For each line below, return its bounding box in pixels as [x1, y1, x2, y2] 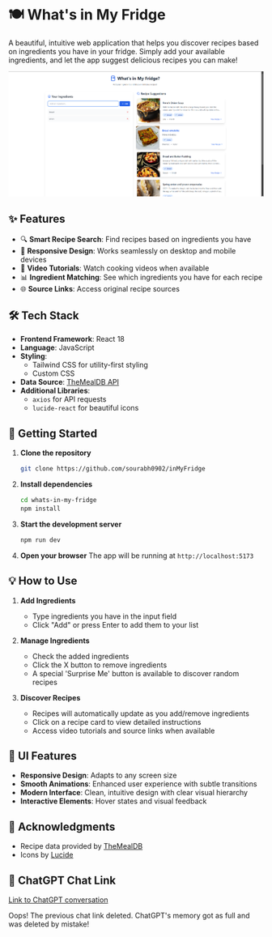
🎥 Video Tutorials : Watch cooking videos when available [19, 263, 210, 273]
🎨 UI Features [8, 749, 77, 763]
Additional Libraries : [19, 385, 91, 396]
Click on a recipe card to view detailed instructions [32, 717, 202, 726]
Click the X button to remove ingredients [32, 660, 168, 670]
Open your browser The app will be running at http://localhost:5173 [19, 551, 254, 560]
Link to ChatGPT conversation [8, 895, 108, 905]
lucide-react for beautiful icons [32, 403, 139, 413]
